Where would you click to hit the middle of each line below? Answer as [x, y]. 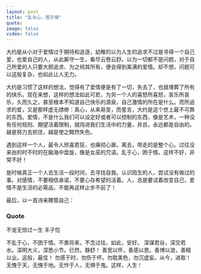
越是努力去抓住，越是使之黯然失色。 [51, 132]
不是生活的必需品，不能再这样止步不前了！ [64, 188]
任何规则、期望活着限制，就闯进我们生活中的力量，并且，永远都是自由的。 [103, 125]
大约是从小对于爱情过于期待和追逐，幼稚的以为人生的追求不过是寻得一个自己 [100, 52]
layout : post [22, 12]
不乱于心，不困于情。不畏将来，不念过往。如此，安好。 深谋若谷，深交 [93, 243]
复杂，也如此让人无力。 [51, 74]
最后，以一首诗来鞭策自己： [40, 200]
